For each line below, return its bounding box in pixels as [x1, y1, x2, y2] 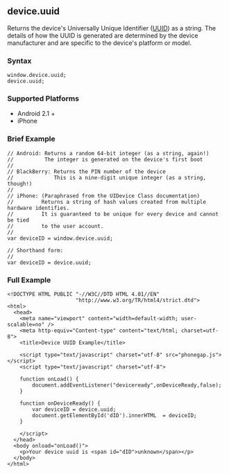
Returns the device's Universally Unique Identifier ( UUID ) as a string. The [7, 24, 217, 32]
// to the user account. [7, 222, 104, 229]
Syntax [7, 55, 32, 65]
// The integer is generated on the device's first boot [7, 156, 203, 163]
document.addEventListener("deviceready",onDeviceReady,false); [32, 382, 222, 389]
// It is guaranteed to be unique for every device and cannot [7, 211, 219, 218]
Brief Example [7, 134, 56, 144]
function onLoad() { [19, 376, 79, 383]
